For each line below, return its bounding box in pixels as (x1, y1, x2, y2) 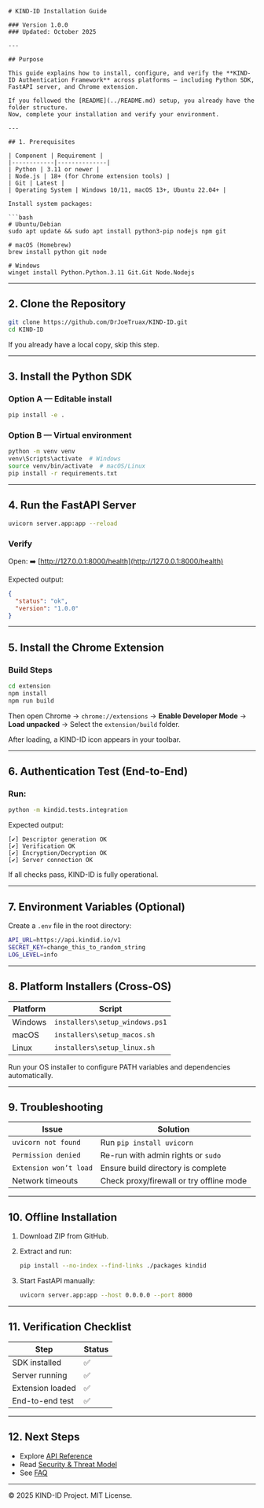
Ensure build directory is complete (100, 1163, 227, 1174)
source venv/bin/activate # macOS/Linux (8, 462, 146, 471)
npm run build (8, 696, 55, 705)
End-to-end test (12, 1395, 75, 1406)
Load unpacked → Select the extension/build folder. (8, 719, 181, 728)
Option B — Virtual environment (8, 430, 132, 441)
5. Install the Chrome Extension (8, 640, 165, 654)
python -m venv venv (8, 448, 76, 456)
